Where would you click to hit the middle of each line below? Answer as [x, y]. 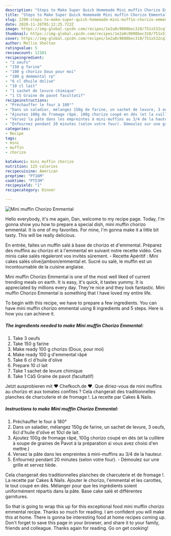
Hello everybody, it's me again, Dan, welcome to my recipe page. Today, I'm [85, 219]
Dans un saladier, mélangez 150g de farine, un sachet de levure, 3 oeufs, [89, 427]
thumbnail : [17, 34]
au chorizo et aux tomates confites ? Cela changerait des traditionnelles [80, 392]
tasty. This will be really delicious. [41, 235]
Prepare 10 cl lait [30, 365]
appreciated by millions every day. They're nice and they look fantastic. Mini [85, 287]
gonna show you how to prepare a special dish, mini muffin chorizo [76, 224]
